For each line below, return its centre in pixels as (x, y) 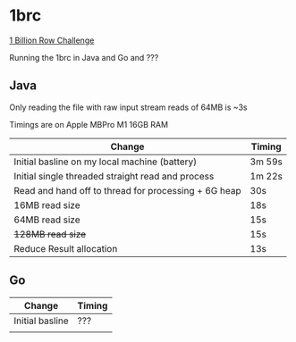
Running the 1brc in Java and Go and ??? (84, 57)
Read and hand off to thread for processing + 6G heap (127, 190)
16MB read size (47, 204)
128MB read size (50, 234)
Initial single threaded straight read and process (114, 176)
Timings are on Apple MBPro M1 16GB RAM (89, 124)
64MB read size (47, 220)
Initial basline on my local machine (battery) (106, 162)
